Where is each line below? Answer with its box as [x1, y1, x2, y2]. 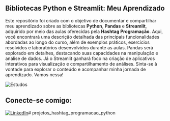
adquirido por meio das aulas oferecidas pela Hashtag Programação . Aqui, [5, 28, 163, 35]
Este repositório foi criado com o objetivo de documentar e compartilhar [5, 17, 157, 23]
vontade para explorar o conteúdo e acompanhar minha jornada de [5, 66, 146, 72]
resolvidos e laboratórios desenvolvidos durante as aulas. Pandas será [5, 44, 154, 50]
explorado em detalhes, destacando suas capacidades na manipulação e [5, 50, 159, 56]
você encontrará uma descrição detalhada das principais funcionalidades [5, 34, 159, 40]
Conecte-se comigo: [5, 96, 72, 105]
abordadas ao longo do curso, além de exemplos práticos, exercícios [5, 39, 150, 45]
